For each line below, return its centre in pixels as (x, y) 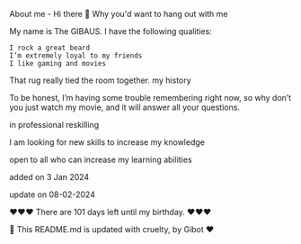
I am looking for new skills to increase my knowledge (107, 142)
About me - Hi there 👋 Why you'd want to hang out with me (119, 14)
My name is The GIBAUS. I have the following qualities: (111, 31)
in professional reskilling (54, 125)
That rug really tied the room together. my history (100, 80)
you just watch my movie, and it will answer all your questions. (125, 107)
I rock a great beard (50, 48)
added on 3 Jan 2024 (49, 177)
